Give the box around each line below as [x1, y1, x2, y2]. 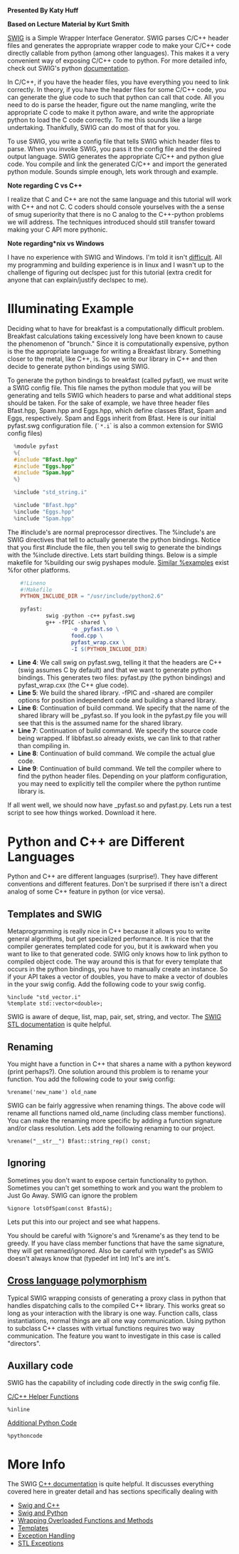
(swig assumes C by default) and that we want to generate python [17, 666, 212, 675]
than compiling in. [17, 742, 70, 750]
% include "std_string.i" [14, 489, 87, 496]
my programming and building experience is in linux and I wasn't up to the [7, 260, 224, 269]
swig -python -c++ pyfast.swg [45, 613, 135, 620]
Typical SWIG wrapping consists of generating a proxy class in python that [7, 1294, 226, 1302]
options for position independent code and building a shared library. [17, 696, 217, 705]
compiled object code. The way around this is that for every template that [7, 957, 223, 966]
